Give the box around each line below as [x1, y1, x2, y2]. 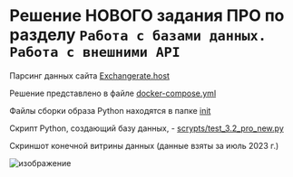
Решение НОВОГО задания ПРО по [9, 5, 285, 26]
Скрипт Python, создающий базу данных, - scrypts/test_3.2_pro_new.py [9, 123, 284, 134]
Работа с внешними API [9, 44, 181, 61]
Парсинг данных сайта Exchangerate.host [9, 70, 171, 81]
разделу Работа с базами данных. [9, 24, 267, 45]
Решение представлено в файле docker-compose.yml [9, 88, 217, 98]
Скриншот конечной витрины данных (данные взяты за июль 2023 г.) [9, 140, 279, 151]
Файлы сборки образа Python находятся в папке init [9, 105, 211, 116]
